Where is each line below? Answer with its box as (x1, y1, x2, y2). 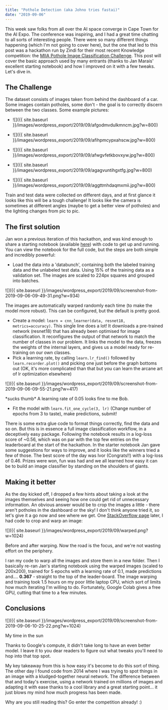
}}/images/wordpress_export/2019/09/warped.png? (41, 527, 148, 533)
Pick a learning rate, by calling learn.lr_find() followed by (12, 355, 135, 361)
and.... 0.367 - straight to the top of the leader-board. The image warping (5, 573, 157, 579)
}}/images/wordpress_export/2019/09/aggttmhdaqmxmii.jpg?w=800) (12, 182, 156, 188)
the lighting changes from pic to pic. (5, 208, 80, 214)
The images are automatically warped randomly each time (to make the (5, 302, 152, 309)
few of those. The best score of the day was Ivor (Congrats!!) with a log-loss (5, 452, 163, 458)
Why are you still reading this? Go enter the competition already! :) (5, 699, 142, 705)
